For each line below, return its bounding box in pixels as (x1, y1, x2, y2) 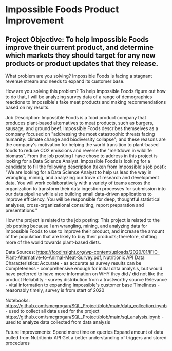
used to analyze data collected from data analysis (5, 319, 110, 325)
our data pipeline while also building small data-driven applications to (5, 191, 152, 197)
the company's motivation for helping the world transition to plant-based (5, 142, 159, 147)
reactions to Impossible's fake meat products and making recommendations (5, 99, 166, 105)
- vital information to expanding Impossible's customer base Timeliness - (5, 282, 160, 288)
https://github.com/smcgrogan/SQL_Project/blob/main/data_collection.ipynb (5, 303, 167, 309)
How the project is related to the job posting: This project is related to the (5, 217, 160, 223)
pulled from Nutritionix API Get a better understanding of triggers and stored (5, 335, 167, 340)
